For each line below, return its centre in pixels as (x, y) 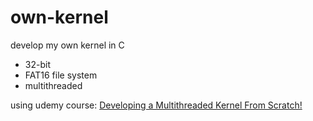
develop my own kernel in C (67, 45)
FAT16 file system (61, 75)
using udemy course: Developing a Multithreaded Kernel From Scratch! (156, 105)
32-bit (37, 64)
